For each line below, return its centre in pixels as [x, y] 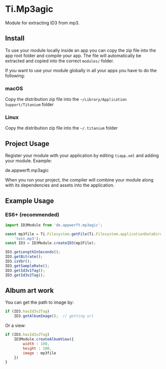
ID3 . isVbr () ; [19, 261]
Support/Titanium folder [30, 104]
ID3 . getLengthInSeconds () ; [33, 252]
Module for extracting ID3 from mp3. [42, 23]
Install [15, 38]
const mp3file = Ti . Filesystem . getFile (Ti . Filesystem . [63, 234]
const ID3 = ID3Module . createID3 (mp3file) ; [51, 243]
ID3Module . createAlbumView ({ [44, 339]
